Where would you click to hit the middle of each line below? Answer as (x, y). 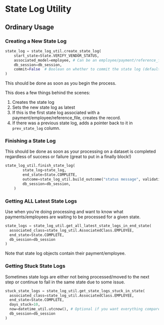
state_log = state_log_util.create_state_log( (53, 51)
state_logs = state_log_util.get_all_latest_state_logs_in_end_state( (78, 226)
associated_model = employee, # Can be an (55, 60)
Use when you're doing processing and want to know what (64, 211)
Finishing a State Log (31, 141)
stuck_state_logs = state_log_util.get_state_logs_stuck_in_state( (75, 291)
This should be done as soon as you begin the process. (61, 83)
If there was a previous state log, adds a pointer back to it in (72, 123)
